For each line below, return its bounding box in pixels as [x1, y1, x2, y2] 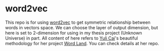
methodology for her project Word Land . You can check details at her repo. [5, 40, 160, 46]
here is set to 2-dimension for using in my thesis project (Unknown [5, 30, 142, 36]
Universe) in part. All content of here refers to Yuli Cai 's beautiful [5, 35, 138, 41]
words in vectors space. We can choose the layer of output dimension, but [5, 24, 158, 30]
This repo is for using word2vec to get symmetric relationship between [5, 19, 151, 25]
